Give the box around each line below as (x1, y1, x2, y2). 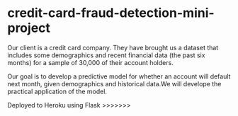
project (7, 20, 51, 36)
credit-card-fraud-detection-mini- (7, 5, 215, 21)
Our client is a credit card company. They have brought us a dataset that (7, 43, 219, 52)
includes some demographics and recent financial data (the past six (7, 51, 205, 59)
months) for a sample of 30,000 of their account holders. (7, 58, 174, 66)
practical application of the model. (7, 87, 108, 95)
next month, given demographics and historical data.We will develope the (7, 79, 222, 88)
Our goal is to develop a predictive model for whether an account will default (7, 72, 231, 81)
